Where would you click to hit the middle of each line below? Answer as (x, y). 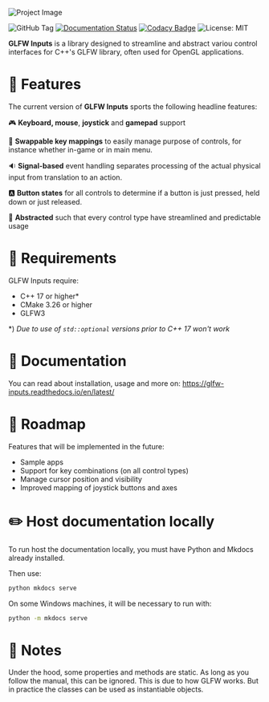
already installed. (37, 558)
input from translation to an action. (65, 177)
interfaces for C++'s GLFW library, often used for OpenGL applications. (126, 52)
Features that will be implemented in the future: (86, 446)
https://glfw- (203, 383)
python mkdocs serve (43, 588)
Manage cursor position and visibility (81, 479)
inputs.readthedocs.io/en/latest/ (61, 392)
